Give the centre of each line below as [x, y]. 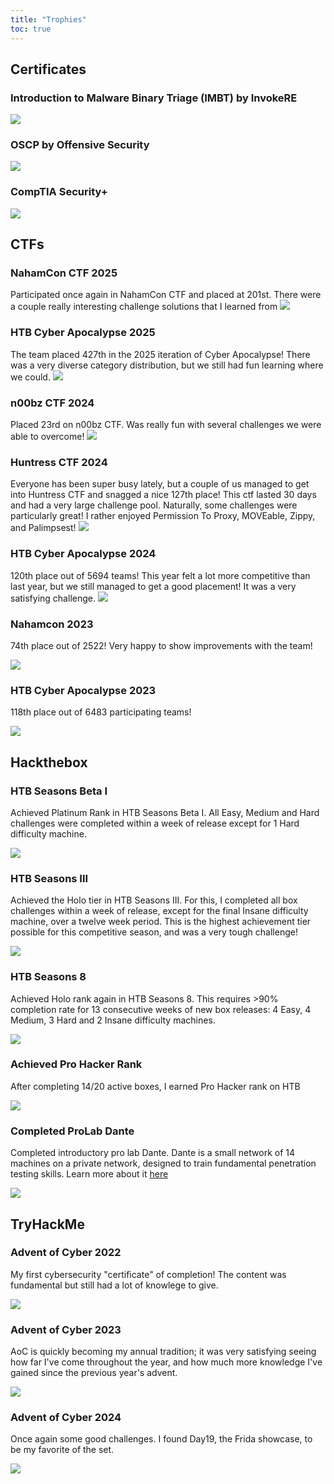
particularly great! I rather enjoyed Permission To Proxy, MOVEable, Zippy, [163, 516]
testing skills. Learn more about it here [89, 1174]
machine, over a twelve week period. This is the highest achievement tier [161, 922]
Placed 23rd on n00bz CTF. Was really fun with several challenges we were [166, 425]
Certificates [48, 69]
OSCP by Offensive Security [80, 145]
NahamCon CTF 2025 [64, 273]
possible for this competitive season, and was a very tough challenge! [154, 932]
